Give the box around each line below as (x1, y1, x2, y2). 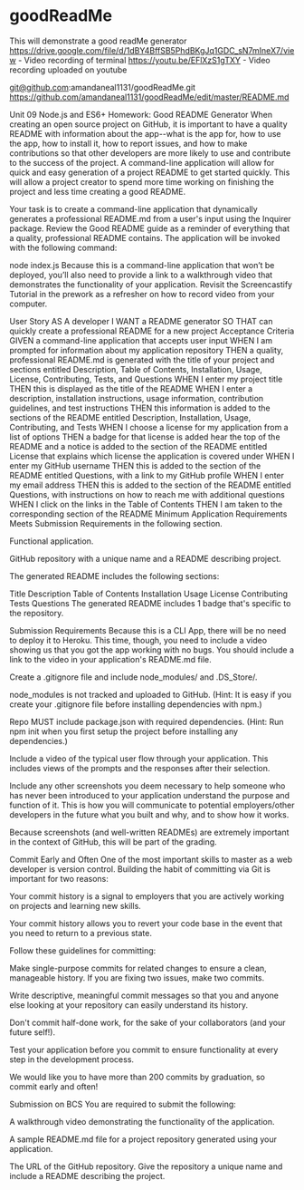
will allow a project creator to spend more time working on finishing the (9, 176, 274, 187)
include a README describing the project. (9, 1170, 166, 1181)
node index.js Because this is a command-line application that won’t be (9, 259, 275, 270)
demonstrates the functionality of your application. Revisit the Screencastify (9, 278, 292, 290)
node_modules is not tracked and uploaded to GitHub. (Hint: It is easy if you (9, 689, 292, 700)
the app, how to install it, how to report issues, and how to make (9, 138, 248, 149)
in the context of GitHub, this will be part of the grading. (9, 836, 217, 847)
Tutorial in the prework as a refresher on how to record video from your (9, 288, 275, 299)
